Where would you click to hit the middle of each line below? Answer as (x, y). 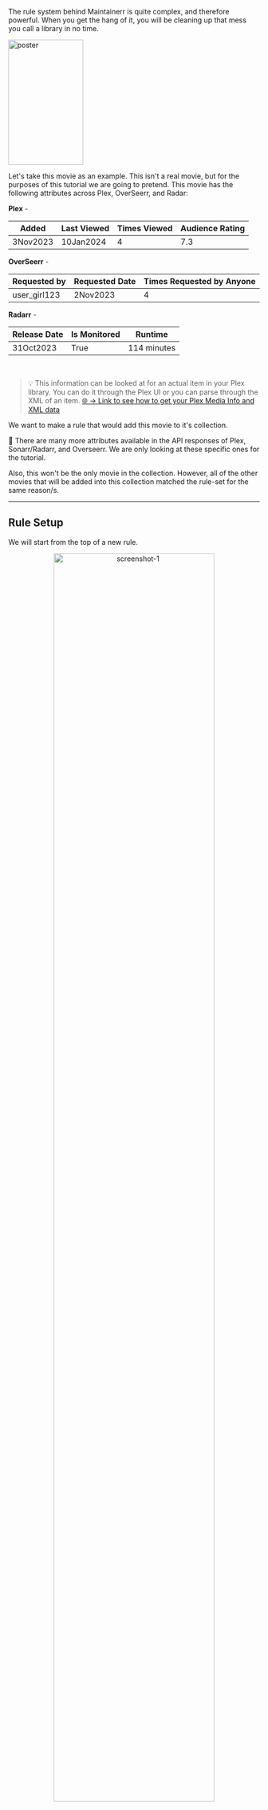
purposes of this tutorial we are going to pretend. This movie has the (121, 184)
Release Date (38, 334)
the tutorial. (27, 458)
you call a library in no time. (54, 28)
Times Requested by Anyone (199, 281)
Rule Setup (36, 523)
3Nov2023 (33, 242)
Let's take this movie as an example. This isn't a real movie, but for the (124, 176)
